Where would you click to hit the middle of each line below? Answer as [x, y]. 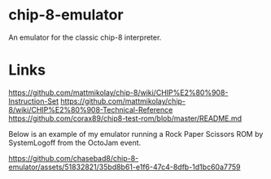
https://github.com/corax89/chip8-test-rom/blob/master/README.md [125, 118]
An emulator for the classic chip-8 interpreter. [85, 37]
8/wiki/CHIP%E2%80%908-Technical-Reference [91, 109]
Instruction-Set [34, 101]
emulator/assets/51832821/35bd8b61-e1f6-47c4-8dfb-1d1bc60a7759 [125, 167]
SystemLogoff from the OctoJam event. [75, 143]
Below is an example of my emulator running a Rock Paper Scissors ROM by [136, 134]
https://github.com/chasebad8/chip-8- [74, 158]
